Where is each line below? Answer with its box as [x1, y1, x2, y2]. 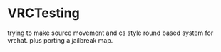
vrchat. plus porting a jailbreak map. [7, 36, 113, 44]
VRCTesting [7, 5, 80, 21]
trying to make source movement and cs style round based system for [7, 28, 214, 37]
